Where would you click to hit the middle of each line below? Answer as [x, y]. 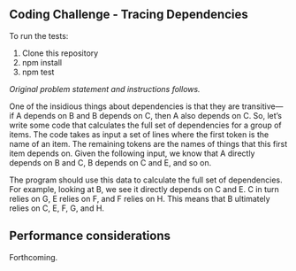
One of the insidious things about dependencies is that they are [125, 106]
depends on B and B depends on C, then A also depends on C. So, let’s [153, 115]
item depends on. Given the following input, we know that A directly [132, 153]
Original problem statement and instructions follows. [105, 89]
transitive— [262, 106]
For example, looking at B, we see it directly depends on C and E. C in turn [144, 189]
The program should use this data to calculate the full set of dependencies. [146, 180]
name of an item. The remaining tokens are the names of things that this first [148, 143]
